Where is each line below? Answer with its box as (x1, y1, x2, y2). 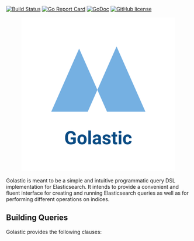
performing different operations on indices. (6, 196, 110, 202)
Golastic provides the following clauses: (6, 228, 102, 235)
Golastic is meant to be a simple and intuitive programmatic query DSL (6, 177, 176, 184)
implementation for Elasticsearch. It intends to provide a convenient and (6, 184, 179, 190)
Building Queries (6, 213, 68, 223)
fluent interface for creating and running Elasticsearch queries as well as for (6, 189, 189, 196)
